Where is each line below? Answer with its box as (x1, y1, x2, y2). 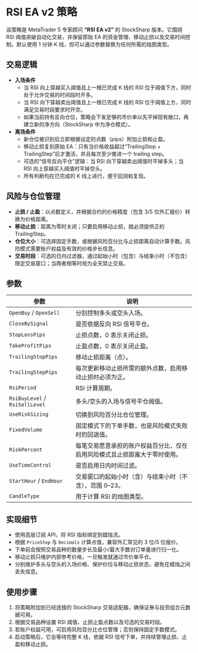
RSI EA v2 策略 (6, 5, 78, 19)
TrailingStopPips (9, 353, 58, 360)
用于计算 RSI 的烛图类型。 (75, 493, 147, 501)
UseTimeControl (9, 462, 52, 469)
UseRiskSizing (9, 411, 49, 418)
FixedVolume (9, 426, 43, 434)
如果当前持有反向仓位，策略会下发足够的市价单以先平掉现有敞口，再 (23, 113, 189, 120)
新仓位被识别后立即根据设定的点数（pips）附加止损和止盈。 (23, 135, 169, 142)
